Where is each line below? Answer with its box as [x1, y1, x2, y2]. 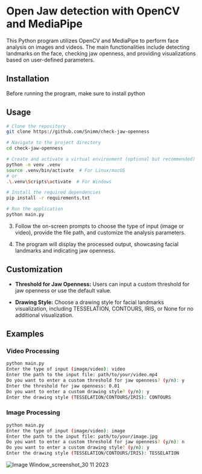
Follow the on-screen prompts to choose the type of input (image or [14, 222, 185, 230]
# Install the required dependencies [6, 189, 101, 195]
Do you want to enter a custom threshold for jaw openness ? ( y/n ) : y [6, 378, 185, 384]
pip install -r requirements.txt [6, 195, 90, 201]
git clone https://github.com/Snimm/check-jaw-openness [6, 128, 150, 135]
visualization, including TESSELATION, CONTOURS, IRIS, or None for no [14, 305, 194, 312]
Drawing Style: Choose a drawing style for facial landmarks [14, 299, 165, 306]
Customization [6, 264, 63, 275]
